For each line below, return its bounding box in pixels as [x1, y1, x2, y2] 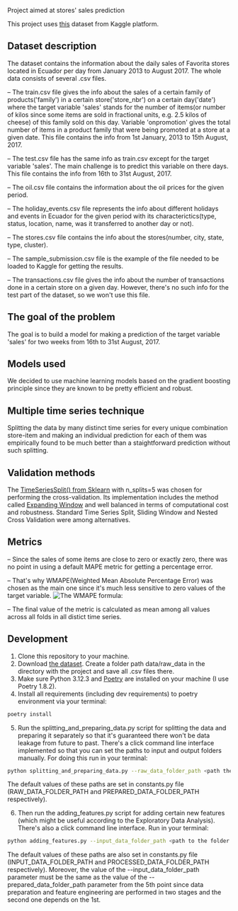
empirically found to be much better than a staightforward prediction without [7, 438, 231, 447]
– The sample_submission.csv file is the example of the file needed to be [7, 254, 220, 263]
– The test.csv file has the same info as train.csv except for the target [7, 154, 210, 162]
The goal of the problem [7, 311, 115, 323]
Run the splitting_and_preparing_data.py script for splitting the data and [17, 723, 227, 732]
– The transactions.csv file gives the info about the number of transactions [7, 276, 225, 284]
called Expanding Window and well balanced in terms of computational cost [7, 501, 229, 509]
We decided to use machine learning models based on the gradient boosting [7, 377, 231, 385]
